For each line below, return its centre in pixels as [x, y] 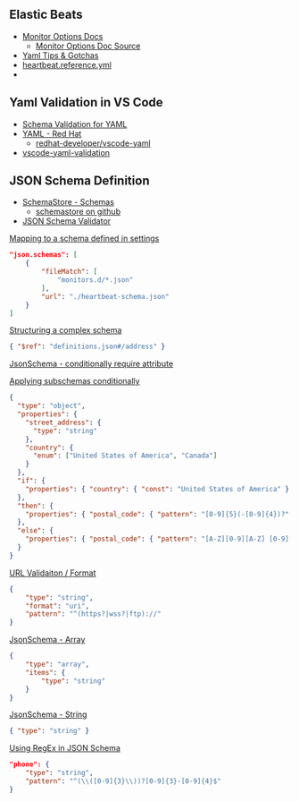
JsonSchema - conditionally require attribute [91, 364]
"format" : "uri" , [58, 606]
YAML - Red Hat [52, 133]
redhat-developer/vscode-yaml [93, 143]
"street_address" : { [63, 422]
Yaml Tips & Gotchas [60, 55]
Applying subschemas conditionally [75, 381]
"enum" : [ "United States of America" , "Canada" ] [125, 456]
